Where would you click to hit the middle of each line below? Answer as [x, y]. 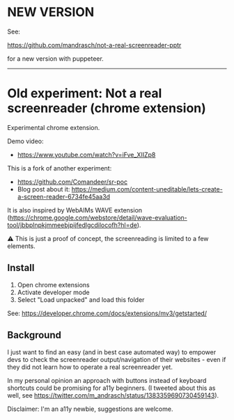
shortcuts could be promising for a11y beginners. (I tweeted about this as [111, 388]
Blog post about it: [44, 189]
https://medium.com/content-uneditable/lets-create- [147, 189]
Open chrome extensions [53, 284]
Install [21, 268]
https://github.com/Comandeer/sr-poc [72, 182]
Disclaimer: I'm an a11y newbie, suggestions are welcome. [90, 409]
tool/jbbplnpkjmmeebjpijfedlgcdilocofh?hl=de [72, 225]
